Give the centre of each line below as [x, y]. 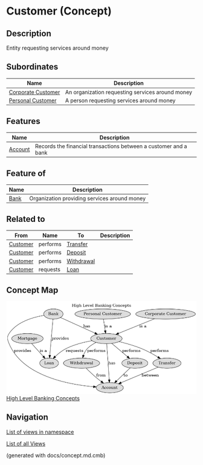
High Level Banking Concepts [43, 398]
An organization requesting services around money [129, 92]
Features [23, 121]
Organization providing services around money [88, 198]
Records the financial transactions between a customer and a [111, 146]
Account [19, 149]
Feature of [26, 173]
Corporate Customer [34, 92]
